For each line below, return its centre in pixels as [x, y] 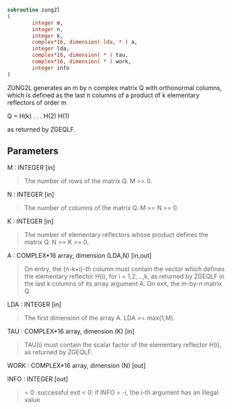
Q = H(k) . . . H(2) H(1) [38, 116]
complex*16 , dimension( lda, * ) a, [85, 42]
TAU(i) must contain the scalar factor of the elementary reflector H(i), [123, 345]
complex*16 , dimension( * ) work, [82, 62]
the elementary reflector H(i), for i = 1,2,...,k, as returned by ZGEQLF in [124, 277]
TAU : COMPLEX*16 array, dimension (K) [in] [71, 331]
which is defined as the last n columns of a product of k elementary [103, 95]
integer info [51, 68]
